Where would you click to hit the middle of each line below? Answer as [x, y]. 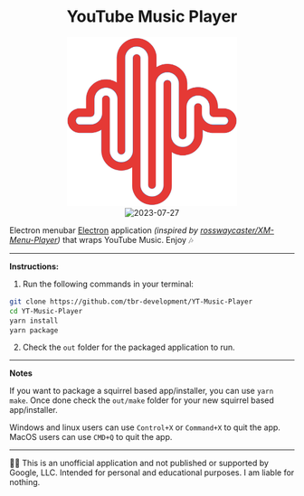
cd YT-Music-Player [46, 311]
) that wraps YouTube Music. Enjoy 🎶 [126, 239]
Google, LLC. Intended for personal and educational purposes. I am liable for [152, 473]
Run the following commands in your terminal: [108, 284]
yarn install [34, 321]
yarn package [34, 330]
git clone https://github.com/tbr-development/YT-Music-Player [131, 301]
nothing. [25, 482]
